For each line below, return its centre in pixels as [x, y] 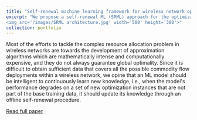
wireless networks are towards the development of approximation [85, 51]
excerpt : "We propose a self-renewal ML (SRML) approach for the [87, 17]
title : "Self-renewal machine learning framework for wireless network [95, 11]
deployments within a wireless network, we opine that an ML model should [96, 75]
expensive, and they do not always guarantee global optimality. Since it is [95, 63]
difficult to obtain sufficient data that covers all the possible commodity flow [98, 69]
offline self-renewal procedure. [43, 100]
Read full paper [25, 111]
